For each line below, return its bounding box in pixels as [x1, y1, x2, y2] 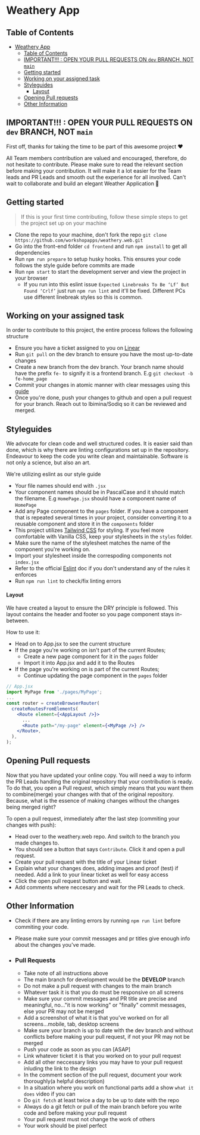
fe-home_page [14, 376, 48, 383]
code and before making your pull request [23, 1109, 127, 1116]
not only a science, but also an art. [6, 459, 91, 466]
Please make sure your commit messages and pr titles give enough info [14, 935, 190, 942]
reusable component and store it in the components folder [14, 521, 154, 528]
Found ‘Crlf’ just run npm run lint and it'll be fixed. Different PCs [23, 287, 186, 294]
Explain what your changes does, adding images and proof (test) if [14, 864, 179, 871]
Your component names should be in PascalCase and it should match [14, 488, 186, 496]
